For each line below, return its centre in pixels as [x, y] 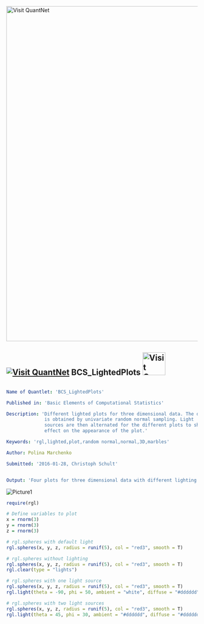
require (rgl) [23, 503]
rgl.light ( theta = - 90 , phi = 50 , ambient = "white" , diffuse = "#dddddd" [103, 592]
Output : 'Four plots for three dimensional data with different [89, 480]
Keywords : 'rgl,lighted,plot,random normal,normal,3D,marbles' [88, 442]
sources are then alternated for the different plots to [118, 425]
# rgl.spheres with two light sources [55, 603]
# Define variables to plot [42, 514]
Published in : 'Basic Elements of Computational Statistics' [85, 403]
